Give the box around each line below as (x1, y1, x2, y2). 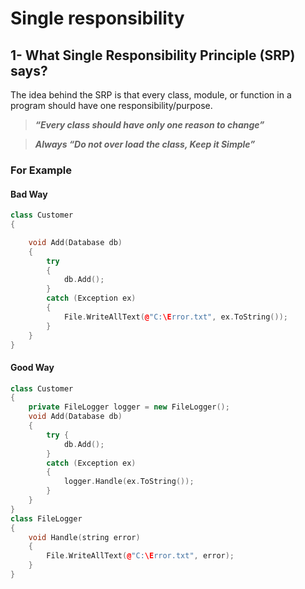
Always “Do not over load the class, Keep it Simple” (34, 138, 256, 150)
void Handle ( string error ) (28, 532, 141, 542)
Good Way (10, 361, 55, 373)
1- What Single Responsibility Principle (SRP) (10, 47, 296, 64)
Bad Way (10, 188, 48, 200)
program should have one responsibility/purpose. (10, 100, 213, 111)
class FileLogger (10, 513, 83, 524)
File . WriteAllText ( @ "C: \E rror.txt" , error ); (46, 551, 235, 561)
